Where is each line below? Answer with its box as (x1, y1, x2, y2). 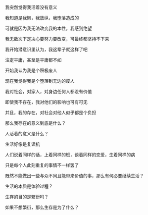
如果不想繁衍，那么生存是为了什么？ (5, 205, 79, 210)
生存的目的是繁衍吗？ (5, 194, 49, 200)
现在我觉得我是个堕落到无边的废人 (5, 78, 75, 84)
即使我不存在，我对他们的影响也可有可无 (5, 99, 88, 105)
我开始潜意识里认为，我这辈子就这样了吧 (5, 47, 88, 52)
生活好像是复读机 (5, 141, 40, 147)
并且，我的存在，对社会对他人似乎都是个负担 (5, 109, 97, 115)
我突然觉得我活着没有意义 (5, 4, 57, 10)
